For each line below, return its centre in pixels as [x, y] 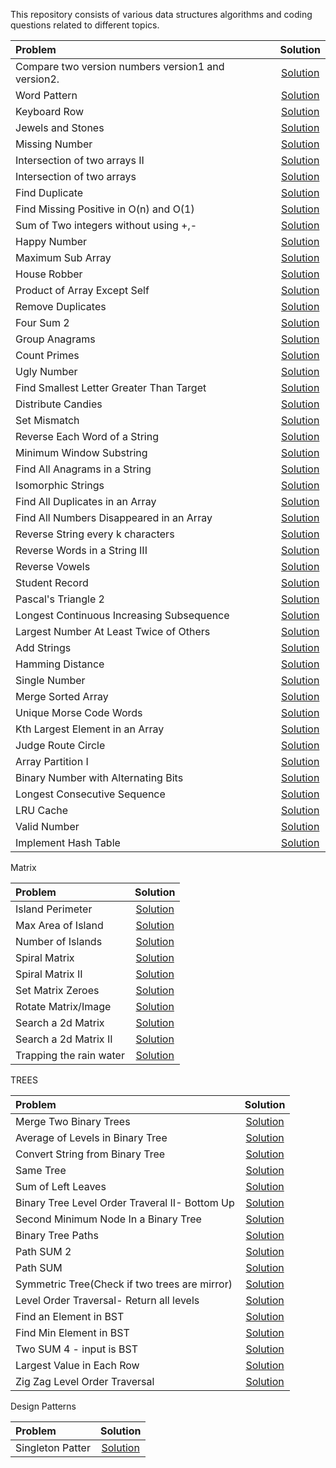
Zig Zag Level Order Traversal [85, 1381]
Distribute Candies [59, 404]
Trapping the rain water [70, 1055]
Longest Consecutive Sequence [90, 794]
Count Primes [47, 355]
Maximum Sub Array [63, 257]
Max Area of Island [59, 925]
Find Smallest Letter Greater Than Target [111, 387]
